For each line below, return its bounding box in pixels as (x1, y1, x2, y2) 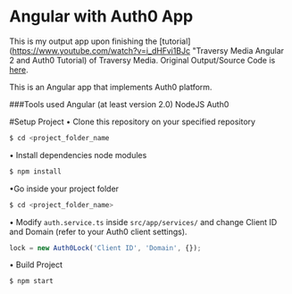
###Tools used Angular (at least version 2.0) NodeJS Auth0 (9, 98, 229, 109)
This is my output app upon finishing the (9, 36, 158, 46)
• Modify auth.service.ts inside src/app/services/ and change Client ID (9, 216, 278, 227)
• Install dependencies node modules (9, 149, 147, 160)
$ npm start (9, 277, 54, 286)
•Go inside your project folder (9, 183, 119, 194)
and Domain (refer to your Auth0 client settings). (9, 226, 188, 237)
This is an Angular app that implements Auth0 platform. (9, 81, 213, 92)
